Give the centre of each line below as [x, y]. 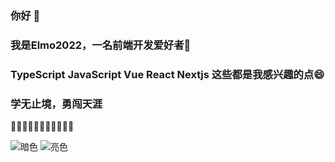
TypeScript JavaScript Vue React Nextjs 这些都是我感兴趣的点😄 [167, 74]
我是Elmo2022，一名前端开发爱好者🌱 [101, 45]
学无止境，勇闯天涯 [56, 104]
